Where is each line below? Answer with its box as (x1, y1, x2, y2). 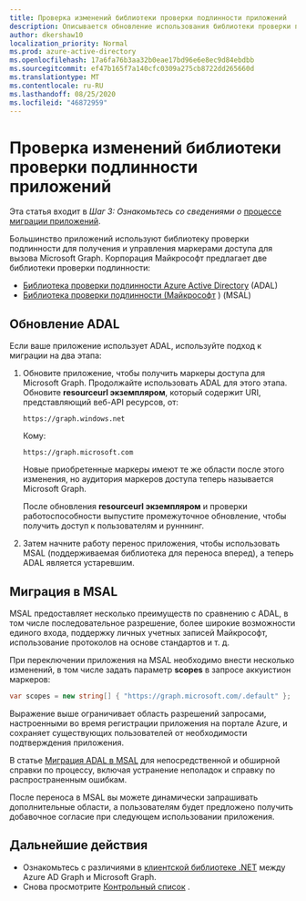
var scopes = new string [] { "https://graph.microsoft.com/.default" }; (9, 691, 291, 701)
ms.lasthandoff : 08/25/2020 (9, 89, 117, 98)
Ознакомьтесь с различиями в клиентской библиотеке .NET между (22, 862, 286, 873)
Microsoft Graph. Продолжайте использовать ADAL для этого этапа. (22, 377, 288, 388)
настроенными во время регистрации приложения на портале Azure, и (9, 717, 289, 729)
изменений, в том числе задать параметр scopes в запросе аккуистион (9, 664, 291, 675)
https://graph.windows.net (22, 415, 126, 424)
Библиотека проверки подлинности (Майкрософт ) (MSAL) (22, 290, 252, 301)
